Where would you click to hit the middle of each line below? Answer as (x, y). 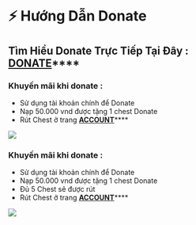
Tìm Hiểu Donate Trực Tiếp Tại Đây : (98, 50)
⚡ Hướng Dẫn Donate (77, 16)
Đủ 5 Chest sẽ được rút (57, 189)
